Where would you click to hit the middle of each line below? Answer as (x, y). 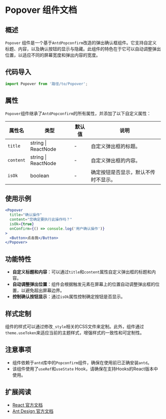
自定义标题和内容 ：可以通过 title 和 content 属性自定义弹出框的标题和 (82, 272)
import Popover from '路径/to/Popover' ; (46, 84)
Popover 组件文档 (41, 10)
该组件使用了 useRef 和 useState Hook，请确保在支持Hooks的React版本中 (85, 369)
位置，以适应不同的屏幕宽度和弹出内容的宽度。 (53, 55)
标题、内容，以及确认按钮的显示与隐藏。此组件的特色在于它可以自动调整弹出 (83, 49)
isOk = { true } (22, 224)
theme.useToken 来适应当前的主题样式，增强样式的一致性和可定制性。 (75, 333)
